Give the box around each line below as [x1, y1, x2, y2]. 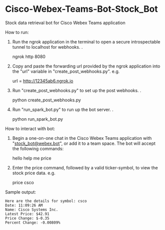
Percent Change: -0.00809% [5, 220, 61, 225]
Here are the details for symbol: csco [5, 198, 87, 203]
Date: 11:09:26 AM [5, 203, 43, 208]
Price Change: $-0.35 [5, 216, 50, 221]
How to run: [5, 29, 29, 35]
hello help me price [12, 155, 52, 161]
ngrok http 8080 [12, 53, 46, 60]
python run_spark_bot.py [12, 116, 63, 122]
